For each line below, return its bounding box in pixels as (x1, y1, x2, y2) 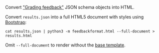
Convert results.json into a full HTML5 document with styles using (5, 14, 144, 19)
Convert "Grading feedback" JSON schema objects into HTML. (5, 4, 135, 10)
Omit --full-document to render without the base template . (5, 42, 126, 48)
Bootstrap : (5, 19, 27, 25)
